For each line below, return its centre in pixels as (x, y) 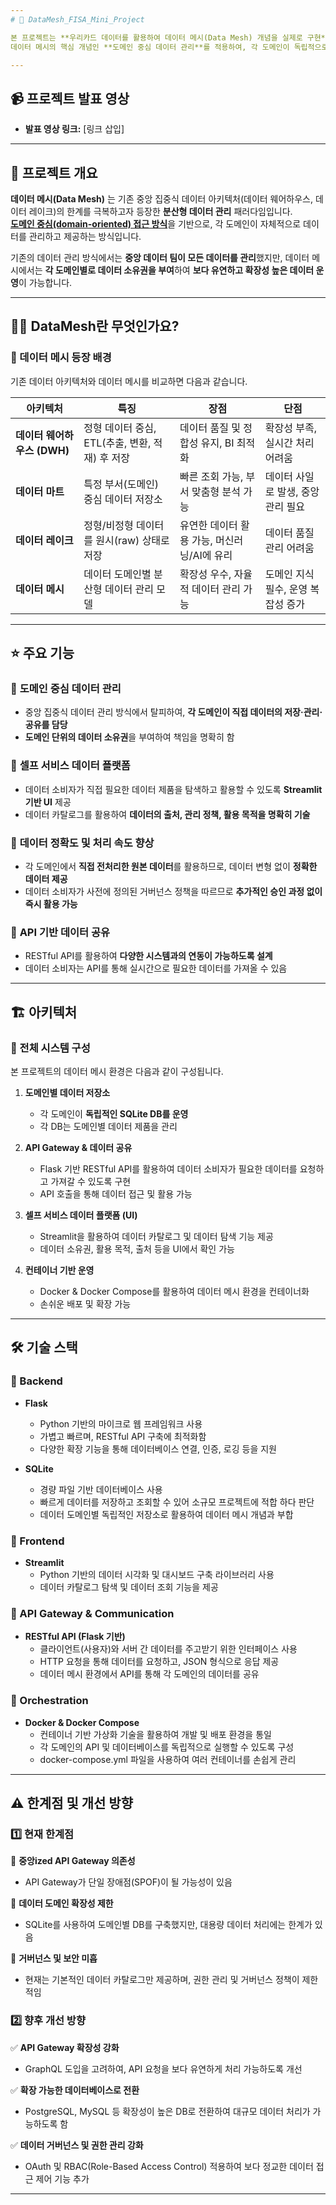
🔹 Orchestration (49, 1701)
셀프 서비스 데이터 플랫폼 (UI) (81, 1215)
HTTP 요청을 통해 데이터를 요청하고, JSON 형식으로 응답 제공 (159, 1662)
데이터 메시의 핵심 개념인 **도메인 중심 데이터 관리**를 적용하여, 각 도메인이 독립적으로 (169, 47)
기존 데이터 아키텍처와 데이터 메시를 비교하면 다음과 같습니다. (129, 381)
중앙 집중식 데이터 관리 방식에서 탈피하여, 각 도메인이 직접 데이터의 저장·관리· (173, 712)
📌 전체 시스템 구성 (50, 1048)
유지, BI (217, 443)
